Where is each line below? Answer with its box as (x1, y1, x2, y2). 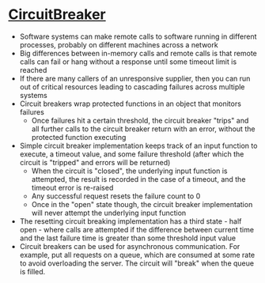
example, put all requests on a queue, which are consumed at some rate (19, 250, 256, 259)
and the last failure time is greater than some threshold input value (19, 233, 236, 243)
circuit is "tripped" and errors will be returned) (19, 157, 171, 167)
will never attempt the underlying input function (31, 208, 187, 217)
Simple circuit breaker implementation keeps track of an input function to (19, 141, 258, 150)
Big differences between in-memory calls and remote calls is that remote (19, 48, 257, 58)
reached (19, 65, 47, 74)
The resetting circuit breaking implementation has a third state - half (19, 216, 242, 226)
